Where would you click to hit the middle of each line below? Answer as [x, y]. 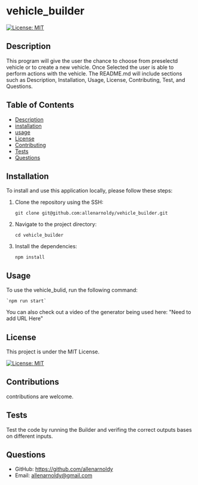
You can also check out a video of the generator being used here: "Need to [99, 312]
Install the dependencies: [46, 246]
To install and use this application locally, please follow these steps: [89, 191]
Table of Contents [40, 105]
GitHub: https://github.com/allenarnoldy [64, 469]
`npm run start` [26, 301]
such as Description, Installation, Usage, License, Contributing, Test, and [96, 80]
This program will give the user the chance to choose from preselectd [92, 60]
